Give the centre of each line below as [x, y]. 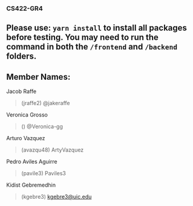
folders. [21, 56]
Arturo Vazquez [26, 138]
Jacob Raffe [21, 91]
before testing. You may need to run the [83, 37]
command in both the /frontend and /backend [92, 47]
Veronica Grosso [27, 115]
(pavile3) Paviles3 [44, 173]
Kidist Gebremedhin [31, 185]
